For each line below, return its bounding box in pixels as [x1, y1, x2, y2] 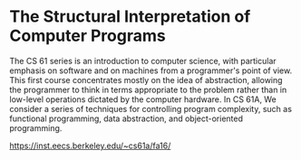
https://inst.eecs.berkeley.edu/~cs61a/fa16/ [9, 140, 171, 151]
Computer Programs [9, 25, 166, 46]
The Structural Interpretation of [9, 6, 251, 27]
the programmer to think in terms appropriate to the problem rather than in [9, 84, 287, 95]
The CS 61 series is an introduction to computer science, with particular [9, 55, 277, 66]
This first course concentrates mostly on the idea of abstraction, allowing [9, 74, 283, 85]
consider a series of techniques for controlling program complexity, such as [9, 103, 293, 114]
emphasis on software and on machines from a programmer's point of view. [9, 65, 293, 76]
